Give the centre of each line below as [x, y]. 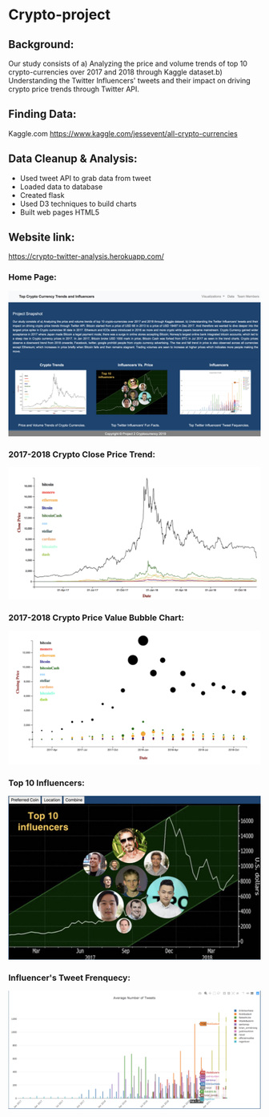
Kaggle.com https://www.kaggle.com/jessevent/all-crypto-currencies [123, 133]
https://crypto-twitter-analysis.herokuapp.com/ [86, 256]
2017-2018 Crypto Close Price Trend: [82, 454]
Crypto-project [59, 15]
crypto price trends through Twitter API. [74, 89]
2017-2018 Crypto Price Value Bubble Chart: [96, 617]
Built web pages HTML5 [60, 212]
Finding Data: [42, 114]
